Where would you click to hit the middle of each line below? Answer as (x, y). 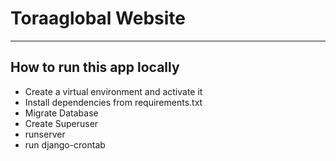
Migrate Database (61, 113)
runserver (45, 134)
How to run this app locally (95, 67)
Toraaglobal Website (98, 18)
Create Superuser (61, 123)
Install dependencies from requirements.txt (113, 102)
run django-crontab (65, 144)
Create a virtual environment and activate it (113, 91)
